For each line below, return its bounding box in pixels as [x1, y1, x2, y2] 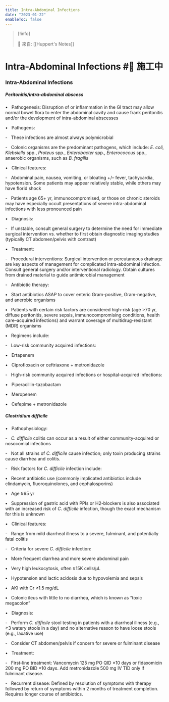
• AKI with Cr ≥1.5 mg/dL [5, 585, 59, 591]
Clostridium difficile [5, 413, 48, 419]
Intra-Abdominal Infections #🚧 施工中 [5, 61, 163, 72]
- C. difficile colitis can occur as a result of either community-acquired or [5, 435, 159, 441]
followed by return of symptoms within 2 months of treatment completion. [5, 686, 159, 692]
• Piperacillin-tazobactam [5, 382, 61, 388]
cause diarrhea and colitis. [5, 456, 61, 462]
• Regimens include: [5, 333, 49, 339]
